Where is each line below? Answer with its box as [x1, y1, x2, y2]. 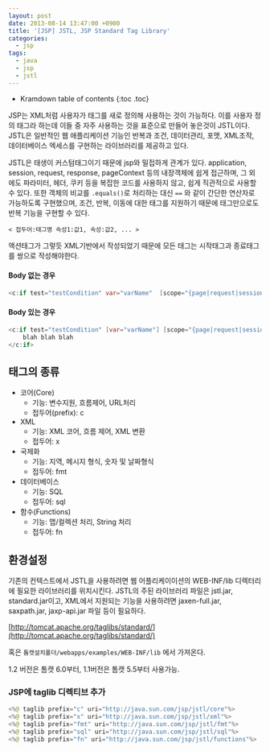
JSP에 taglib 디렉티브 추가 [8, 687, 106, 698]
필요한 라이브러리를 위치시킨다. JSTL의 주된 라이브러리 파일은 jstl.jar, [16, 586, 233, 596]
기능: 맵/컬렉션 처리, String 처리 [31, 517, 132, 527]
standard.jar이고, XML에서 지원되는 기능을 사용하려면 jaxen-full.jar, [8, 596, 223, 606]
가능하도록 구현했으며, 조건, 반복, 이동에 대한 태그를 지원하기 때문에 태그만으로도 [8, 198, 260, 208]
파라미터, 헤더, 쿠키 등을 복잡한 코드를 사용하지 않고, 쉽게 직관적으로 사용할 [22, 178, 257, 188]
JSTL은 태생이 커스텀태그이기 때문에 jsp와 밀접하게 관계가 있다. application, [8, 158, 247, 167]
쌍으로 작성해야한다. [16, 250, 80, 260]
